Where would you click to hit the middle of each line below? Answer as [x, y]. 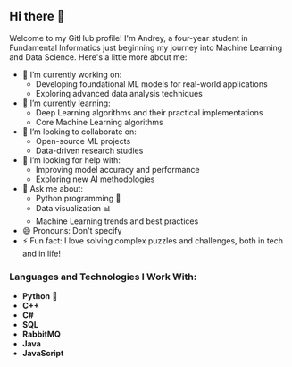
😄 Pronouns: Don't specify [72, 230]
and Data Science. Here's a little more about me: [98, 57]
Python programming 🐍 [78, 198]
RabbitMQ [41, 334]
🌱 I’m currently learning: [66, 103]
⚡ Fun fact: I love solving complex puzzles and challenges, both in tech [153, 240]
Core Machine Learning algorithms [99, 122]
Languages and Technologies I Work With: [103, 277]
